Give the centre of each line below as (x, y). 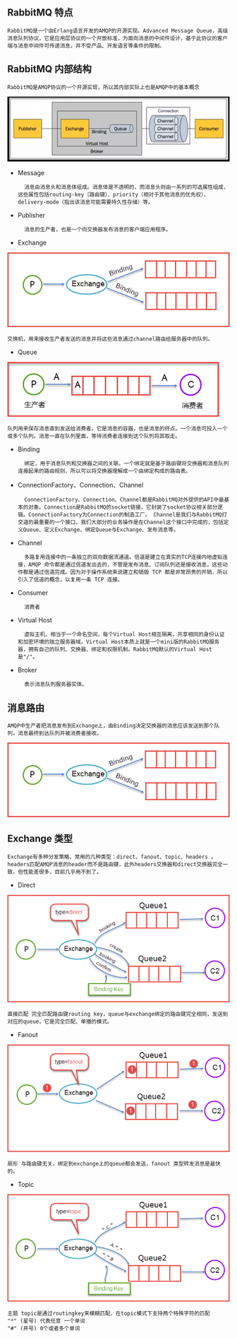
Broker (27, 670)
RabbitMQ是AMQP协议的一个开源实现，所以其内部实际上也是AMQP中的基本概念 (103, 87)
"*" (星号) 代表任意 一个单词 (47, 1321)
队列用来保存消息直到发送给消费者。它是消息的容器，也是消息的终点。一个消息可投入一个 (117, 429)
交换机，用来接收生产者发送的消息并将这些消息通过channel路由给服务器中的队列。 (110, 339)
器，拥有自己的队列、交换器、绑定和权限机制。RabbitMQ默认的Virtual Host (115, 650)
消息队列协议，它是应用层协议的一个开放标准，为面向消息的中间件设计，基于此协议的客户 (117, 38)
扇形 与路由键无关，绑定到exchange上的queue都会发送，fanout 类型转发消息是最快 (114, 1164)
